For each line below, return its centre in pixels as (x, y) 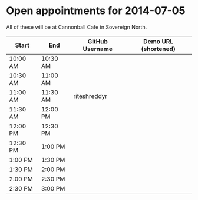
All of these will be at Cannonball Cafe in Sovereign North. (77, 27)
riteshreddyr (90, 96)
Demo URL (159, 41)
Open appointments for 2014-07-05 (96, 11)
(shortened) (158, 49)
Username (98, 49)
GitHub (98, 41)
